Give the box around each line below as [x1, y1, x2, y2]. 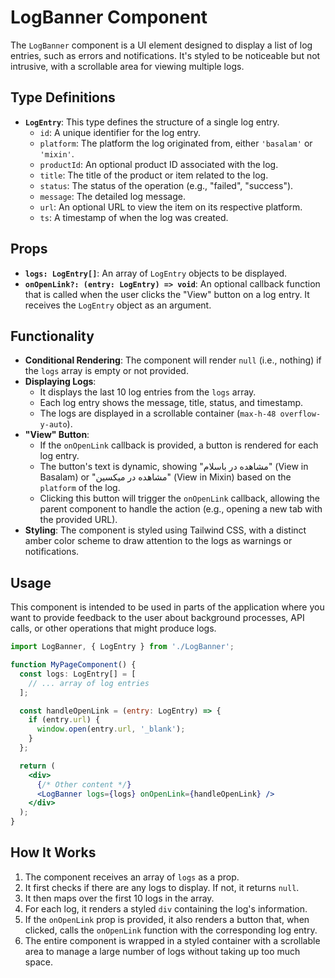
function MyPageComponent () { [10, 660, 137, 670]
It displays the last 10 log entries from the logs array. [39, 386, 257, 398]
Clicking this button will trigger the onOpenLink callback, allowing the [39, 492, 320, 505]
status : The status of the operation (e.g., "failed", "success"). [39, 179, 294, 191]
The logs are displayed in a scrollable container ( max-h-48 [39, 407, 277, 420]
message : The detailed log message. [39, 190, 186, 202]
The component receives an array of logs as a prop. [24, 871, 240, 883]
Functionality [10, 327, 95, 345]
